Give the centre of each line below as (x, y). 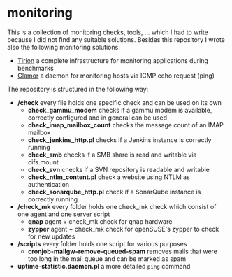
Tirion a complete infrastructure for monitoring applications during (113, 60)
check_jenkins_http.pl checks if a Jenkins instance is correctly (119, 140)
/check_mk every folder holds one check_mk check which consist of (117, 206)
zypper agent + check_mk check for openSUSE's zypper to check (123, 229)
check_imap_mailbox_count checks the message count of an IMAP (125, 125)
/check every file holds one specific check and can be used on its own (119, 102)
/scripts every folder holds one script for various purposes (102, 243)
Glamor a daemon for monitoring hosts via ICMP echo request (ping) (116, 76)
